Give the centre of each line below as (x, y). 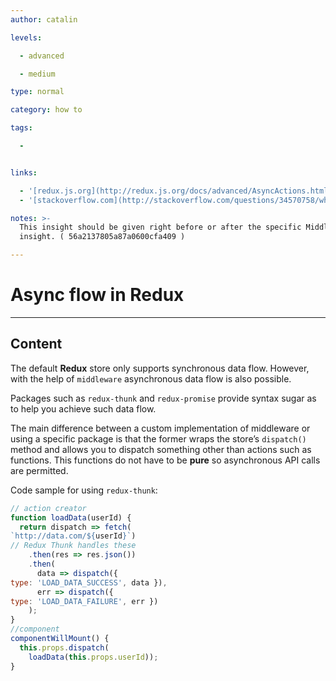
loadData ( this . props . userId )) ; (93, 657)
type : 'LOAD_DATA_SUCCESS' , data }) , (89, 582)
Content (36, 344)
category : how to (46, 110)
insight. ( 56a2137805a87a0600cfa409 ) (102, 237)
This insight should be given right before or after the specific (160, 227)
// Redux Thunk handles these (73, 546)
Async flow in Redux (97, 295)
